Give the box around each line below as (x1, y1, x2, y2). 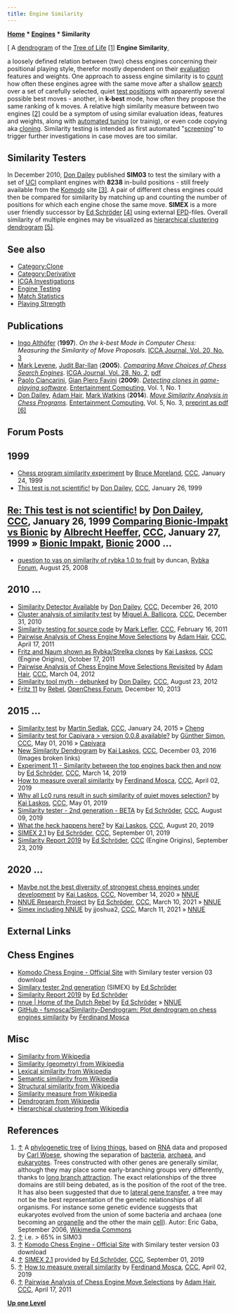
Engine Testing (17, 284, 61, 293)
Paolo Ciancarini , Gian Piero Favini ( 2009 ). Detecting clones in (17, 376, 199, 384)
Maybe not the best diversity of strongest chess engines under (17, 883, 200, 891)
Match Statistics (17, 292, 65, 301)
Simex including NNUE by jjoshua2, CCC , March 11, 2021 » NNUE (17, 905, 206, 914)
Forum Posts (7, 427, 64, 438)
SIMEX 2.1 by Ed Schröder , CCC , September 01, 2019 (17, 828, 171, 837)
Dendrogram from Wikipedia (17, 1097, 100, 1105)
